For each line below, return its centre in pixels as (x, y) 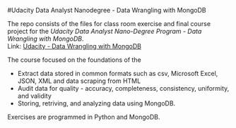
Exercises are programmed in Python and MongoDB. (84, 117)
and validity (34, 96)
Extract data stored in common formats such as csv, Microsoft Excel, (118, 73)
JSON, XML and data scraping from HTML (79, 81)
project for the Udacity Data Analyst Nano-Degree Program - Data (105, 31)
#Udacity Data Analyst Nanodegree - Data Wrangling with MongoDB (107, 10)
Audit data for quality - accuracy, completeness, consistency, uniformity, (123, 88)
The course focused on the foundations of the (74, 60)
